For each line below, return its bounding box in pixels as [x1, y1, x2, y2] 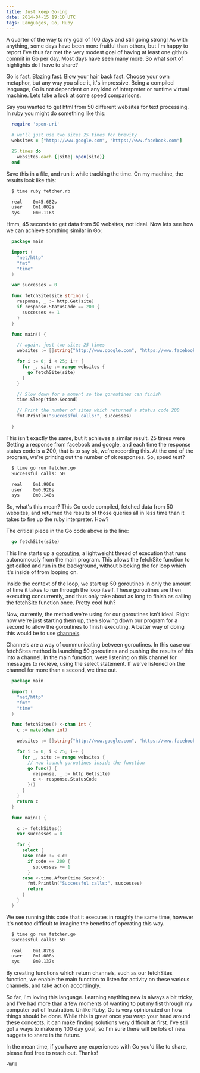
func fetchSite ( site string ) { [11, 293, 89, 299]
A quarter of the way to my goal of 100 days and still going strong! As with [6, 36, 187, 43]
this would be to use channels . [6, 629, 82, 637]
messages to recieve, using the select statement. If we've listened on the [6, 660, 185, 667]
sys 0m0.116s [11, 210, 55, 216]
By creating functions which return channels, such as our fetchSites [6, 969, 173, 977]
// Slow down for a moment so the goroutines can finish [17, 391, 161, 397]
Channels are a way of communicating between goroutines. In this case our [6, 641, 192, 648]
